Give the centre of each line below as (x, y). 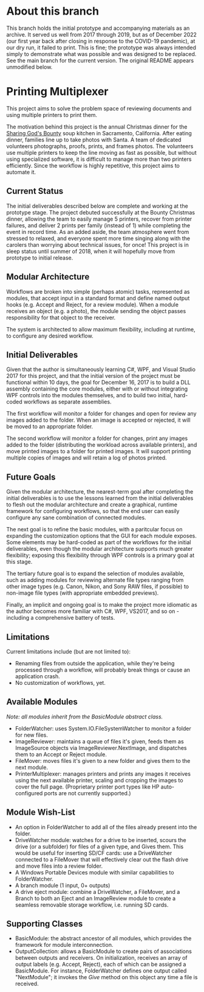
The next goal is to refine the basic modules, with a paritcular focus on (95, 530)
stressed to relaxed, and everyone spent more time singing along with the (98, 238)
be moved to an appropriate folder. (50, 427)
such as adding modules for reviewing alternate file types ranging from (95, 580)
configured (29, 793)
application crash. (37, 676)
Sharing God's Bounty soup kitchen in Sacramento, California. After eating (99, 133)
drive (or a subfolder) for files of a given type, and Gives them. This (99, 846)
